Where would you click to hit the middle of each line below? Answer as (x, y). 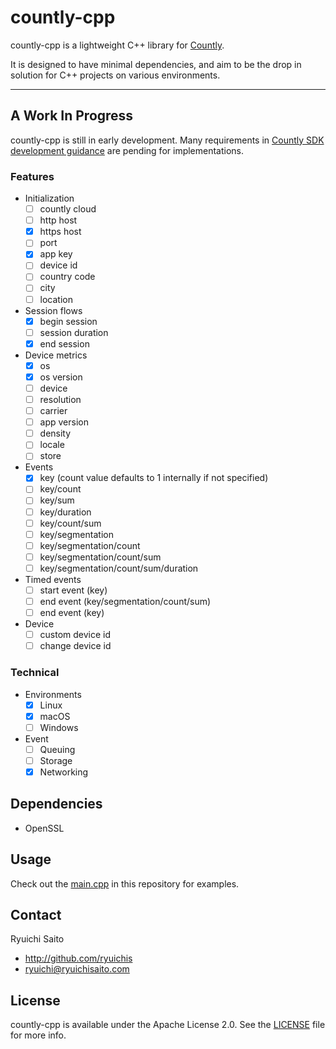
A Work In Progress (72, 116)
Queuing (57, 749)
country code (67, 277)
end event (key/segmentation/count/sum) (125, 601)
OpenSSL (44, 828)
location (56, 299)
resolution (60, 399)
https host (60, 232)
